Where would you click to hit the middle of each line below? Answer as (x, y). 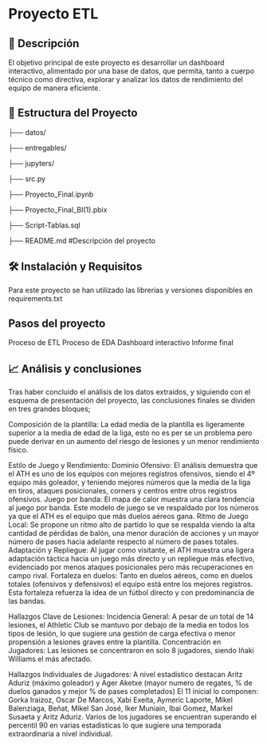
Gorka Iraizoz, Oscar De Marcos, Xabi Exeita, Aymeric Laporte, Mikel (121, 700)
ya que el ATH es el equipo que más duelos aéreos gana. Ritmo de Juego (128, 517)
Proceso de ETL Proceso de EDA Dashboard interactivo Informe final (121, 343)
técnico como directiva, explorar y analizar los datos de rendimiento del (126, 79)
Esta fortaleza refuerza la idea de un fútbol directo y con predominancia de (132, 592)
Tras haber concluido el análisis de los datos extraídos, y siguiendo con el (130, 392)
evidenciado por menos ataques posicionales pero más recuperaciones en (131, 567)
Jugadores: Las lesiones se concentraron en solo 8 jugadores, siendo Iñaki (131, 651)
